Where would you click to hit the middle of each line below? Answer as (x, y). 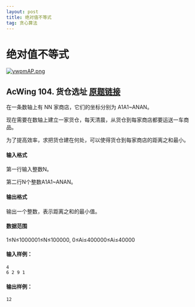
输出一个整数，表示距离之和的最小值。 (53, 211)
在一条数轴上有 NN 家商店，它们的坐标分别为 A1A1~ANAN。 (79, 107)
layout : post (22, 12)
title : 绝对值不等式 (29, 17)
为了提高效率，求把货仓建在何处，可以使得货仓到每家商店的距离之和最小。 (97, 140)
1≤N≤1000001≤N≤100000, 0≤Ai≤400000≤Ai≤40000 (71, 239)
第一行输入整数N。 (29, 169)
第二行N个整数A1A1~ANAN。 (41, 182)
